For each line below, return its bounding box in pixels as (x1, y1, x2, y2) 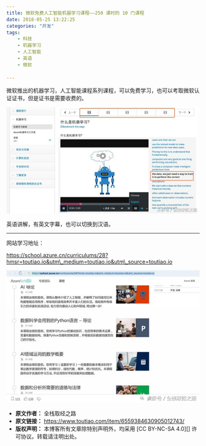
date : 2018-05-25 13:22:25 (6, 16, 75, 23)
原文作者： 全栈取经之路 (15, 409, 77, 417)
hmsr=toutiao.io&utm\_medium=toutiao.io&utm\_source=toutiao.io (6, 258, 173, 265)
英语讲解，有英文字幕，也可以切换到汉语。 (6, 220, 114, 227)
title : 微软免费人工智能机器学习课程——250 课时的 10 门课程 (6, 10, 145, 16)
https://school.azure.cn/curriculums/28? (6, 251, 109, 259)
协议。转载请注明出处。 (20, 432, 80, 440)
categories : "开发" (6, 23, 55, 29)
